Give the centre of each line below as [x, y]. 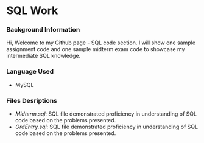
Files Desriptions [32, 100]
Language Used [30, 72]
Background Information [43, 30]
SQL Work [32, 11]
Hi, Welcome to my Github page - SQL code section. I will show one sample [101, 43]
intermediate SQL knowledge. [44, 56]
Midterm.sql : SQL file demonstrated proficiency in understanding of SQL [106, 114]
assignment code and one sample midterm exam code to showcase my [96, 49]
